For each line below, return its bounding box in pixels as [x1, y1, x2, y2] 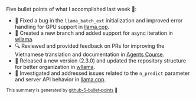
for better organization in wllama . [14, 64, 96, 70]
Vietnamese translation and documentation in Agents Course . [14, 51, 165, 58]
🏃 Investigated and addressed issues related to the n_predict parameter [14, 70, 190, 77]
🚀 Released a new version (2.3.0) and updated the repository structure [14, 57, 187, 64]
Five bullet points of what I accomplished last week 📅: [6, 6, 137, 12]
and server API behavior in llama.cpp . [14, 76, 106, 82]
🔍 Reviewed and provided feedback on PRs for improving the [14, 42, 165, 49]
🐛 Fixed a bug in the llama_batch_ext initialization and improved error [14, 17, 183, 24]
